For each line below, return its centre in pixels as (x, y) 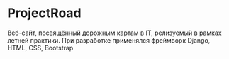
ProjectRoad (44, 13)
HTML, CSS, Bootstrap (40, 48)
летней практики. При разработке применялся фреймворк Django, (109, 40)
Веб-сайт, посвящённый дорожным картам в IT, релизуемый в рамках (114, 33)
